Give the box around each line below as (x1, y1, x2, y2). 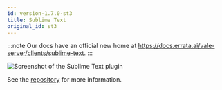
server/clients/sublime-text (7, 49, 84, 57)
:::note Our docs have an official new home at (7, 42, 137, 50)
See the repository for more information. (7, 76, 122, 84)
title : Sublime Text (7, 16, 67, 23)
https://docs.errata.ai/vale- (138, 42, 215, 50)
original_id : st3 (7, 23, 57, 30)
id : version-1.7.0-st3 (7, 10, 73, 17)
